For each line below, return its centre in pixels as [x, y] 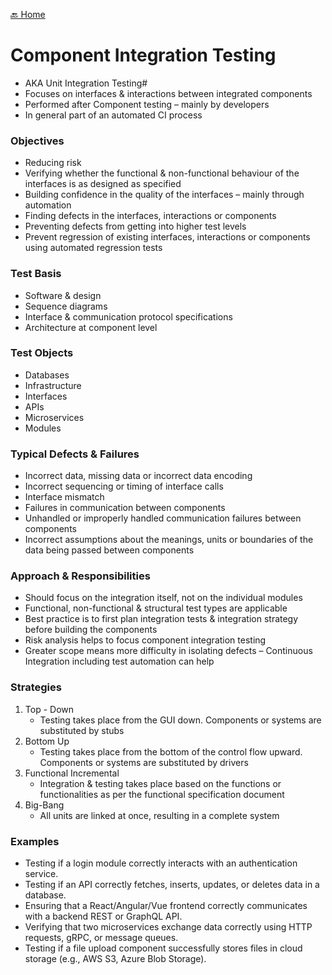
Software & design [63, 295]
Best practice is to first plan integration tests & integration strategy [161, 619]
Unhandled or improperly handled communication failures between [163, 518]
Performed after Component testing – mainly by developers [147, 104]
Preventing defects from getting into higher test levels [135, 226]
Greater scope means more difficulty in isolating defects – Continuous [168, 651]
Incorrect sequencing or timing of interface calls [124, 486]
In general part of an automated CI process [113, 115]
